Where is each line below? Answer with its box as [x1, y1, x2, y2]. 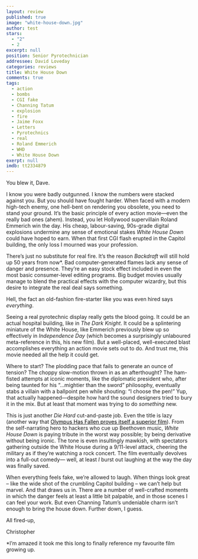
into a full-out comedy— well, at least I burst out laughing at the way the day [6, 456, 192, 463]
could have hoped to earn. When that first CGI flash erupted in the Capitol [6, 235, 186, 242]
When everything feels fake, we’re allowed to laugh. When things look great [6, 474, 190, 481]
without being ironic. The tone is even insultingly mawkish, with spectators [6, 437, 188, 445]
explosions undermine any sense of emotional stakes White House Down [6, 229, 184, 236]
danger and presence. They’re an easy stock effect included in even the [6, 265, 181, 273]
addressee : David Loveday [6, 58, 70, 64]
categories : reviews [6, 63, 57, 70]
